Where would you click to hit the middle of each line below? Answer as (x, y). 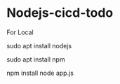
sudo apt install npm (36, 59)
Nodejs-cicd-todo (60, 13)
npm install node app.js (40, 73)
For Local (20, 32)
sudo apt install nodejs (39, 45)
